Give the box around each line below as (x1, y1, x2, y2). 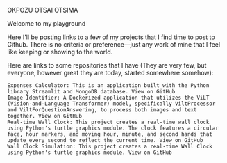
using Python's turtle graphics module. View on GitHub (7, 149, 172, 156)
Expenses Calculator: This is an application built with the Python (7, 82, 210, 89)
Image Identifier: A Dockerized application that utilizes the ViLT (7, 94, 210, 101)
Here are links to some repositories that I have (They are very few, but (7, 61, 207, 69)
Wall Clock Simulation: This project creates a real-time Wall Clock (7, 143, 213, 150)
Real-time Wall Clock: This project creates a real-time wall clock (7, 118, 210, 125)
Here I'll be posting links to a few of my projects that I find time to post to (7, 33, 215, 41)
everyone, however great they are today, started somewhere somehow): (7, 69, 214, 77)
